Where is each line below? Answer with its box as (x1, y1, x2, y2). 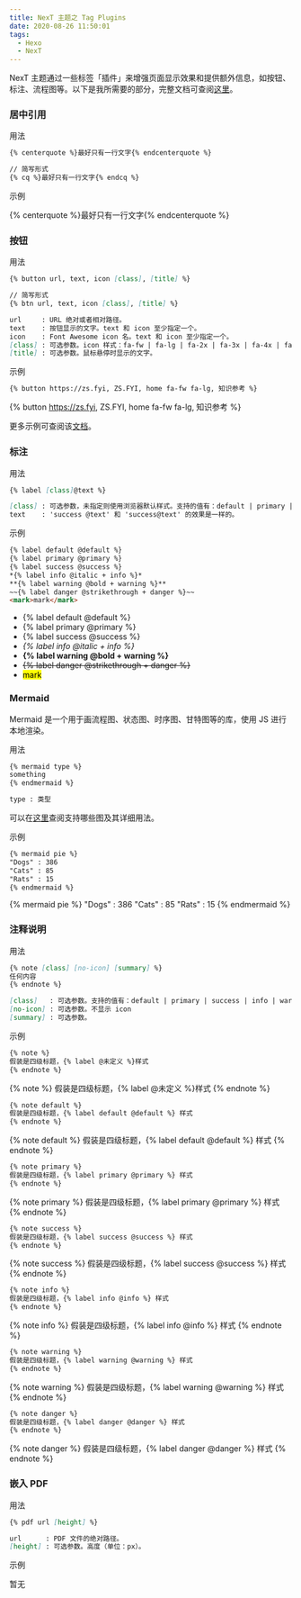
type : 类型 (9, 795, 51, 804)
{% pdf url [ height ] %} (9, 1518, 99, 1527)
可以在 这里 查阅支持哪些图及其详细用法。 (9, 812, 159, 824)
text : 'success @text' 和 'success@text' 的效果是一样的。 (9, 510, 239, 519)
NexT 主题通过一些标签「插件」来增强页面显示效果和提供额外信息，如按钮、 (9, 73, 291, 84)
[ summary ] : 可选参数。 (9, 1014, 92, 1023)
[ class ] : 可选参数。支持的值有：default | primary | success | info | (9, 997, 277, 1006)
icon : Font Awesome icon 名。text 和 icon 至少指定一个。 (9, 332, 234, 341)
